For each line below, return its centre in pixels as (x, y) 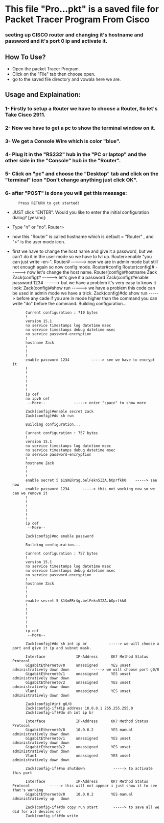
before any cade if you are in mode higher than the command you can (87, 298)
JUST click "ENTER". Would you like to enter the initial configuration (81, 212)
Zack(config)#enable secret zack (59, 411)
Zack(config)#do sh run (50, 416)
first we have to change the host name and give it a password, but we (82, 251)
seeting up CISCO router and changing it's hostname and (74, 35)
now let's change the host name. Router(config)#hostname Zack (92, 272)
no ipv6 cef (37, 399)
